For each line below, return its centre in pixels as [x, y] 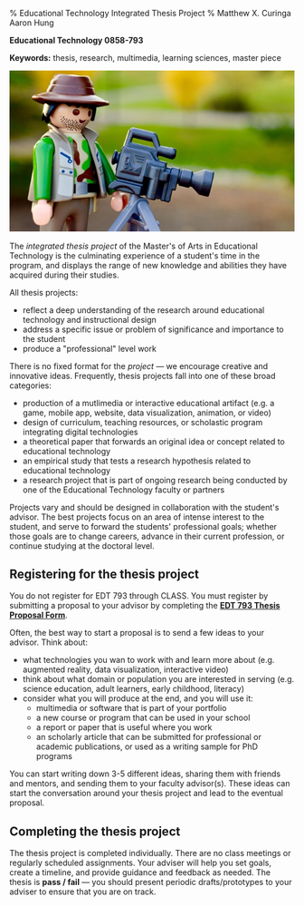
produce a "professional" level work [89, 348]
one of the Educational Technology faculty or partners [123, 490]
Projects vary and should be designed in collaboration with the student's [144, 507]
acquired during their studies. [64, 275]
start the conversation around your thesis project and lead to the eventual [146, 794]
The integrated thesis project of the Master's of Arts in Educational [133, 246]
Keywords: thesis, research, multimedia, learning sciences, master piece [146, 58]
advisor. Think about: [49, 642]
